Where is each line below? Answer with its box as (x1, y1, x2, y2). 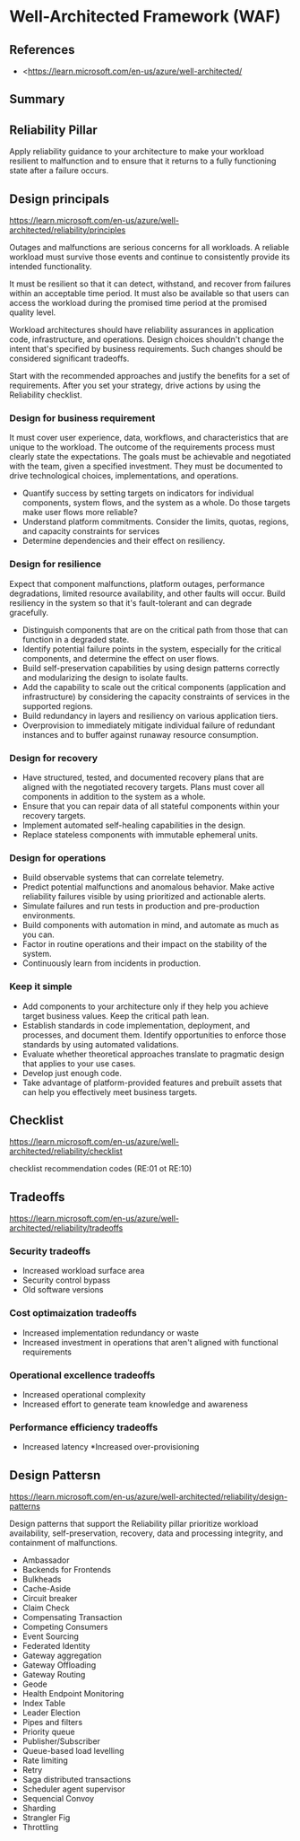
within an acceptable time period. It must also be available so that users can (9, 288, 289, 299)
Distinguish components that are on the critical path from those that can (21, 624, 288, 635)
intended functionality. (9, 261, 92, 272)
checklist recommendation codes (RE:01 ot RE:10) (9, 1163, 193, 1174)
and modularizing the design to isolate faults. (21, 671, 189, 683)
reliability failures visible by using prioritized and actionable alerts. (21, 891, 267, 902)
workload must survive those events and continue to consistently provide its (9, 251, 291, 262)
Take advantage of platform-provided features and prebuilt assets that (21, 1077, 282, 1088)
